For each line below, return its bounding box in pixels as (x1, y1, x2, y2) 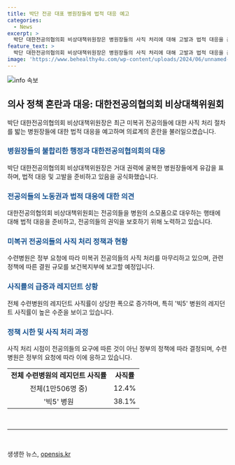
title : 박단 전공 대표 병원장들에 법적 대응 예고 (7, 10, 130, 18)
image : (7, 56, 27, 63)
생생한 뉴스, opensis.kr (7, 450, 71, 459)
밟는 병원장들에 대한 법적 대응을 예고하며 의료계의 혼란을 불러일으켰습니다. (14, 127, 217, 135)
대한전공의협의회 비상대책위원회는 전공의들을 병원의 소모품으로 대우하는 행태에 (7, 209, 221, 217)
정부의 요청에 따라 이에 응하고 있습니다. (25, 353, 133, 361)
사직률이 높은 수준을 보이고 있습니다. (14, 307, 114, 316)
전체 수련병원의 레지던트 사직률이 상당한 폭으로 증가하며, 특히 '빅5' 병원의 (7, 299, 207, 307)
